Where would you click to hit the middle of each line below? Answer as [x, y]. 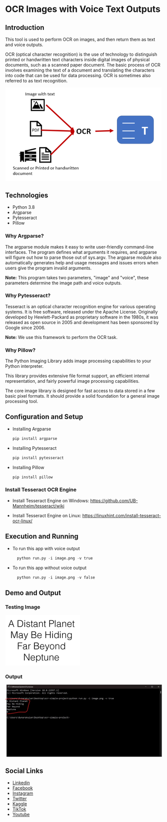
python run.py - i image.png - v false [56, 577]
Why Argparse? [25, 236]
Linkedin [21, 783]
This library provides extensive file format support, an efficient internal [77, 376]
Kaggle [20, 804]
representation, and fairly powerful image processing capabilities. [73, 381]
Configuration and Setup [44, 417]
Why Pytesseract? [28, 296]
